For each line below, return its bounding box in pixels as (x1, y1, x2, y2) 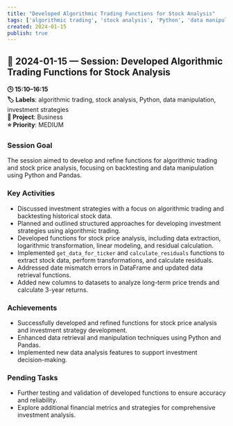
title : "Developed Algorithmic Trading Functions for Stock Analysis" (7, 10, 216, 17)
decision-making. (17, 355, 67, 363)
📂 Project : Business (7, 113, 64, 122)
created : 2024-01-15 (7, 23, 67, 30)
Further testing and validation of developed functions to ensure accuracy (17, 388, 226, 397)
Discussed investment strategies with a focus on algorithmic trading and (17, 204, 224, 213)
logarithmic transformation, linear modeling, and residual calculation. (17, 241, 214, 249)
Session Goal (7, 140, 53, 150)
